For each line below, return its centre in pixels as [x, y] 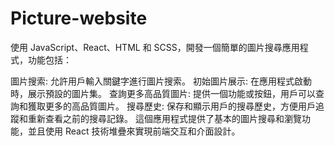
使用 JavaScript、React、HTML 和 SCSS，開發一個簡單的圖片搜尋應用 [155, 47]
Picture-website [79, 18]
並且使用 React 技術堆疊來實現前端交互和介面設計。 [134, 131]
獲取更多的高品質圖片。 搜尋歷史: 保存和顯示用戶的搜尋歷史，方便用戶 [171, 106]
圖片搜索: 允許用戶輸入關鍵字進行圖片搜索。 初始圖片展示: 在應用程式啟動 [161, 81]
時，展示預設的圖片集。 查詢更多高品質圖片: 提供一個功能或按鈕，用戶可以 [163, 93]
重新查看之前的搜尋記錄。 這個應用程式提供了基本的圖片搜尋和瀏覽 [164, 118]
